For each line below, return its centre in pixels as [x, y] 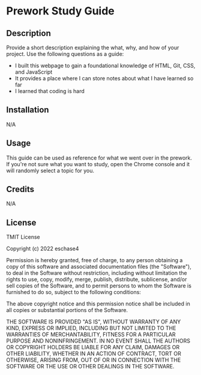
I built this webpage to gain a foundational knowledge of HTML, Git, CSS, [105, 65]
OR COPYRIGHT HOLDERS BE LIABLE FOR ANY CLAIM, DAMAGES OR [93, 347]
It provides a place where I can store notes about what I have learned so [104, 78]
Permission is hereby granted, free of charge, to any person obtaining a [94, 260]
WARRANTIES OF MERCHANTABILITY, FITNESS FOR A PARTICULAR [91, 335]
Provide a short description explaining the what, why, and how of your [93, 47]
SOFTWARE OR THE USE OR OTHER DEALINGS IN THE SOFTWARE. [90, 367]
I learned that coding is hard [50, 91]
